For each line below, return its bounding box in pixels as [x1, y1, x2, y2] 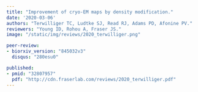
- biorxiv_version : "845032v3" [6, 48, 86, 55]
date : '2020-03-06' [6, 15, 56, 21]
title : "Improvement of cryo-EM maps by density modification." [6, 9, 174, 15]
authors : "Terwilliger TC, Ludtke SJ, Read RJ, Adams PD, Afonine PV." [6, 20, 193, 26]
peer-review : [6, 43, 40, 49]
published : [6, 65, 34, 71]
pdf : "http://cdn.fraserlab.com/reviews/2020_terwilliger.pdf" [12, 76, 176, 82]
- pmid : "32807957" [6, 71, 56, 77]
